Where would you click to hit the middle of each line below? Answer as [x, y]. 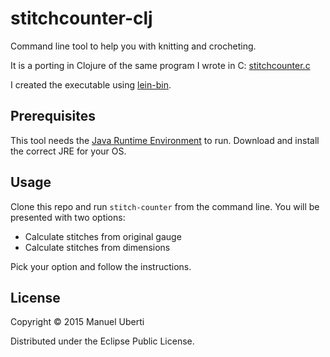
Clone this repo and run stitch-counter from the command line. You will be [165, 206]
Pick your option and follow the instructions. [101, 266]
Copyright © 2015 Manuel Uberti [77, 322]
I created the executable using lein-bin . [91, 84]
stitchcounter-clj [81, 18]
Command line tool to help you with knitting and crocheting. [133, 46]
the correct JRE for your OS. [68, 151]
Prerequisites [53, 116]
